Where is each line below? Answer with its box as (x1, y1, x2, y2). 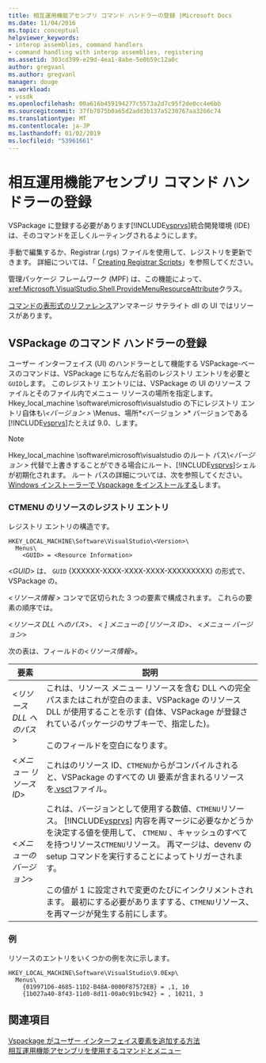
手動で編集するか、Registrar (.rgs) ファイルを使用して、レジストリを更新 (8, 247, 246, 257)
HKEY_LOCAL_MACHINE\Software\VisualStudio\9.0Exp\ (8, 969, 179, 977)
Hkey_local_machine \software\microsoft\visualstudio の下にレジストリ (8, 398, 239, 408)
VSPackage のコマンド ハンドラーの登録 (8, 336, 207, 349)
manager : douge (8, 78, 59, 86)
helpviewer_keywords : (8, 33, 80, 42)
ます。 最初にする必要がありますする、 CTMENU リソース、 (46, 896, 254, 907)
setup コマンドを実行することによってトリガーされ (46, 851, 235, 862)
